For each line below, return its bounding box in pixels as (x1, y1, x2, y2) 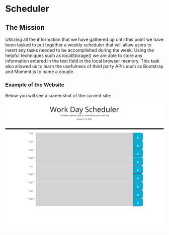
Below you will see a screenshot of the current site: (5, 93, 112, 99)
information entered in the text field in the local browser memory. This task (5, 58, 160, 64)
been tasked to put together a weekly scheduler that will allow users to (5, 42, 152, 48)
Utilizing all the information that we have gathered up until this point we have (5, 36, 164, 42)
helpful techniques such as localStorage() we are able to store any (5, 52, 143, 58)
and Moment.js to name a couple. (5, 69, 74, 75)
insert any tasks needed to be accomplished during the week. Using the (5, 47, 154, 53)
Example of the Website (5, 81, 64, 88)
